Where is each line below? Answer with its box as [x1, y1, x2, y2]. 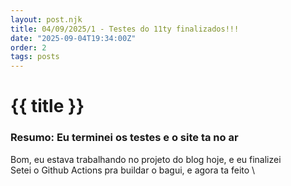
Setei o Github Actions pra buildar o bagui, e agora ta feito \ [10, 164, 256, 176]
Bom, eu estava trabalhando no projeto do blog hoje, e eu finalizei [10, 153, 282, 165]
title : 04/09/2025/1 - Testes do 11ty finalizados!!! [10, 24, 240, 34]
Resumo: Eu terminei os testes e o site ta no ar [10, 131, 239, 145]
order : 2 [10, 42, 47, 53]
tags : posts [10, 52, 60, 62]
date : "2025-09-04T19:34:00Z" [10, 33, 137, 43]
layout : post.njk [10, 14, 83, 25]
